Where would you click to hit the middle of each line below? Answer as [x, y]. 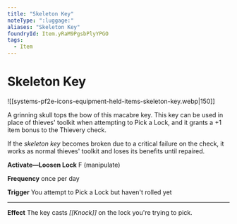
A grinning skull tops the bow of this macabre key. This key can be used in [115, 114]
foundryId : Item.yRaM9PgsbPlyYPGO [58, 34]
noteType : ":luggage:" [41, 20]
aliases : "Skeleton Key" [44, 27]
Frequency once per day [43, 178]
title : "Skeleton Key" [41, 14]
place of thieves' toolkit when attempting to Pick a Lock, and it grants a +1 [115, 122]
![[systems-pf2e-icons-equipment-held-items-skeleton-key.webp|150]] [111, 101]
